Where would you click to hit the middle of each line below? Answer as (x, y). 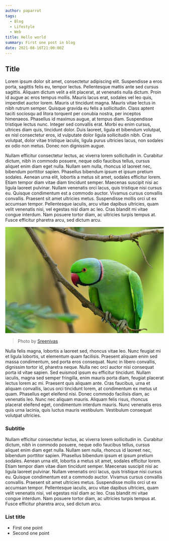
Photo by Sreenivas (38, 341)
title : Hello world (26, 37)
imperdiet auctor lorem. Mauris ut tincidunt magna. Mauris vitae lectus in (80, 103)
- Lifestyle (22, 27)
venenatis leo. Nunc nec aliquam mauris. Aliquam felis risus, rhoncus (77, 399)
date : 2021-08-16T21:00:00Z (35, 48)
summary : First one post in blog (40, 43)
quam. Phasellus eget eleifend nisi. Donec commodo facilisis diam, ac (77, 394)
